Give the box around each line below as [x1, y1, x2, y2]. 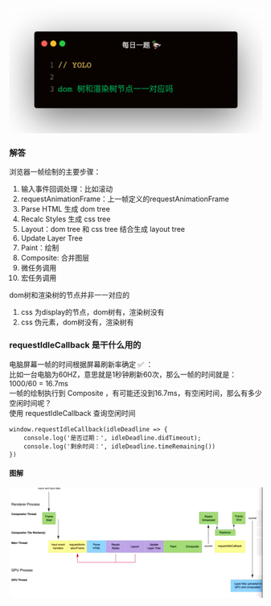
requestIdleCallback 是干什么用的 [9, 340, 142, 351]
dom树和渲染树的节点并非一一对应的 [9, 291, 130, 300]
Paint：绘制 [20, 243, 60, 253]
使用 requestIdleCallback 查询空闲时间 [9, 408, 136, 418]
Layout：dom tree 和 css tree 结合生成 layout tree [20, 225, 186, 234]
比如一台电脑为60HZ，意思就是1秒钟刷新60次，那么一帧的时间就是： [9, 369, 236, 379]
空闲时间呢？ [9, 398, 51, 408]
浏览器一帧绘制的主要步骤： [9, 167, 101, 177]
